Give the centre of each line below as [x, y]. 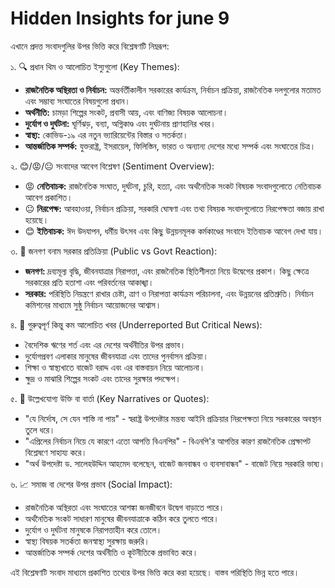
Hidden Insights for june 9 [120, 18]
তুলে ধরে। [40, 429]
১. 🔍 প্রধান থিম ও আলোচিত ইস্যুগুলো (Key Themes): [95, 66]
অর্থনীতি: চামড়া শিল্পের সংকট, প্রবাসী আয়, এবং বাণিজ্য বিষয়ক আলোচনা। [126, 112]
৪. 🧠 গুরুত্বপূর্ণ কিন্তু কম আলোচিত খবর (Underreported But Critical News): [136, 324]
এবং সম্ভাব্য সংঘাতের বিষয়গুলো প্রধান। [77, 101]
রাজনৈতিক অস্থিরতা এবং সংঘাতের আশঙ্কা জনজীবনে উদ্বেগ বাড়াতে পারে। [124, 507]
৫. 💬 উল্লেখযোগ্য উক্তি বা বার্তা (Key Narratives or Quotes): [110, 398]
